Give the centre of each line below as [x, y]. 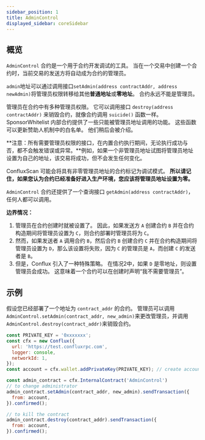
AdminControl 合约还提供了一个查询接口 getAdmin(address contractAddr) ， [100, 192]
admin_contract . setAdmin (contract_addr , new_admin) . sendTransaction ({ [98, 392]
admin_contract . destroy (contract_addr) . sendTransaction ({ [81, 420]
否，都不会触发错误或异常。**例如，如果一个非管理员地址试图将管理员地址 [100, 151]
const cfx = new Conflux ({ [41, 341]
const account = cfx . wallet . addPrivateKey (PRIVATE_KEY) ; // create [94, 370]
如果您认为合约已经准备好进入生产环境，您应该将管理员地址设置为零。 [105, 179]
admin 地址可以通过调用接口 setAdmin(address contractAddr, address [92, 86]
